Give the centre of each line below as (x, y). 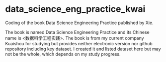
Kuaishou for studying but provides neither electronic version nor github (79, 43)
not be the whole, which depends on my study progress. (63, 54)
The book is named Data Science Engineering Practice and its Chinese (78, 32)
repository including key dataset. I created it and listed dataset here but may (83, 49)
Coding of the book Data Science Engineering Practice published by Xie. (79, 23)
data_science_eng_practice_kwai (75, 9)
